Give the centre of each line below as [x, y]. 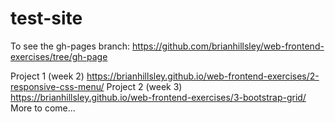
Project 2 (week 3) [144, 86]
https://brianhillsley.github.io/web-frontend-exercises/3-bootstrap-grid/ [158, 97]
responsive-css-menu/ [57, 86]
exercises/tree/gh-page [59, 56]
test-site [46, 18]
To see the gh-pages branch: [70, 46]
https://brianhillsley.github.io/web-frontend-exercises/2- [203, 76]
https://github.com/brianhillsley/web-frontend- [228, 46]
